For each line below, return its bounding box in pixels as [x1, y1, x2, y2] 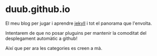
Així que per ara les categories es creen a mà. [5, 45, 103, 51]
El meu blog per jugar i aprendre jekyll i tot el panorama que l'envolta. [5, 20, 152, 26]
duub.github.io [5, 4, 70, 15]
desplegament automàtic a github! [5, 35, 78, 41]
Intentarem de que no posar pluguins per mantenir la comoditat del [5, 30, 147, 36]
